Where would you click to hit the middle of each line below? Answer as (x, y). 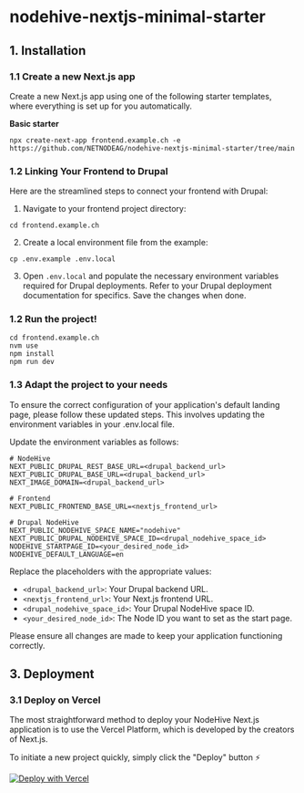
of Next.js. (29, 739)
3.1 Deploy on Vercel (56, 700)
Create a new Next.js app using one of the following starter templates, (141, 96)
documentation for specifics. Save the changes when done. (134, 296)
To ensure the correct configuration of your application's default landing (145, 404)
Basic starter (34, 123)
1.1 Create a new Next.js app (72, 77)
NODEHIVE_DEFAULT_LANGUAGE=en (67, 554)
